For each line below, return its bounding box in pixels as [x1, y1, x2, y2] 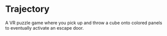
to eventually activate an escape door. [5, 25, 84, 31]
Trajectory [5, 3, 50, 15]
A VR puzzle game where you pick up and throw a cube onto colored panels [5, 20, 162, 26]
